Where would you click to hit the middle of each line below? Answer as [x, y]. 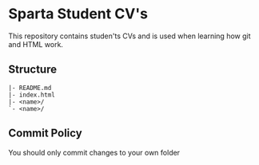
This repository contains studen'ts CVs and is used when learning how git [129, 36]
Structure [33, 70]
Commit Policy [45, 134]
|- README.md [30, 88]
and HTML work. [36, 44]
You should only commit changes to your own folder [94, 152]
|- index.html [32, 95]
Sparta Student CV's [78, 14]
